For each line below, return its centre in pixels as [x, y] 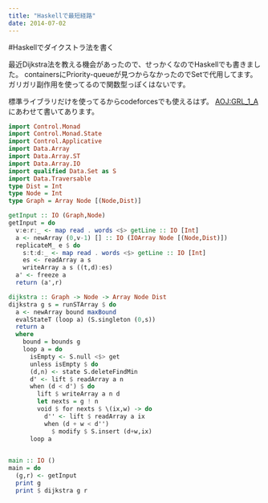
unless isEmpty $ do [64, 364]
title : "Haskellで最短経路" [52, 16]
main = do [25, 469]
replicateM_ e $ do [48, 245]
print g [28, 483]
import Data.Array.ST [45, 156]
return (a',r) [39, 282]
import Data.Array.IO [45, 164]
